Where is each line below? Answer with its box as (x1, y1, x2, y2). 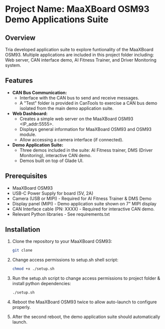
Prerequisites (5, 172, 47, 180)
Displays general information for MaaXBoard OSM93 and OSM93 (19, 126, 152, 132)
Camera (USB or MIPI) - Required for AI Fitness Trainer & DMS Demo (12, 196, 152, 201)
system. (5, 63, 21, 68)
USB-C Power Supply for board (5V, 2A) (12, 190, 94, 196)
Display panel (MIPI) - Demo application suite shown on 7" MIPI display (12, 200, 157, 206)
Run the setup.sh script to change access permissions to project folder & (12, 275, 161, 281)
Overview (5, 33, 36, 42)
